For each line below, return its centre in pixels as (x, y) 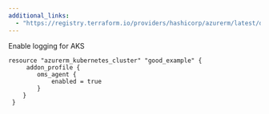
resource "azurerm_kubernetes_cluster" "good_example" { (105, 61)
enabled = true (76, 81)
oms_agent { (57, 74)
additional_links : (39, 16)
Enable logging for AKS (47, 45)
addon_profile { (53, 67)
